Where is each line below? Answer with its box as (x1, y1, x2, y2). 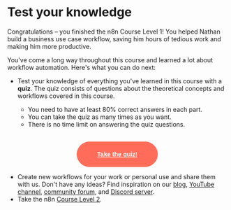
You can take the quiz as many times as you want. (27, 113, 172, 121)
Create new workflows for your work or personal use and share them (17, 172, 216, 181)
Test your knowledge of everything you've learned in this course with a (17, 76, 222, 85)
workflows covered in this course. (17, 92, 115, 100)
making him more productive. (7, 42, 92, 50)
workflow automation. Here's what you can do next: (7, 63, 156, 71)
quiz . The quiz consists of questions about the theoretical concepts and (17, 84, 225, 92)
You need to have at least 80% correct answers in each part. (27, 105, 202, 113)
